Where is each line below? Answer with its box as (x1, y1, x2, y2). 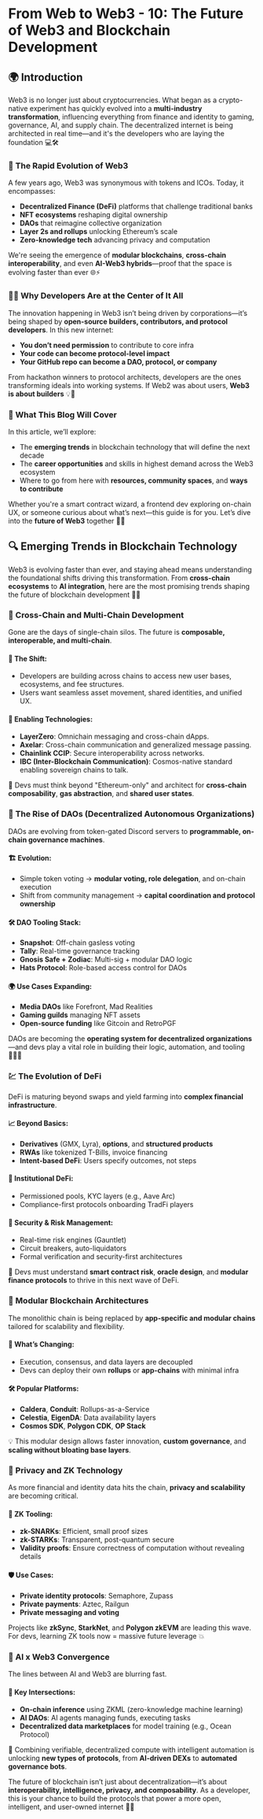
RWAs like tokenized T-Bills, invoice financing (19, 1147, 168, 1157)
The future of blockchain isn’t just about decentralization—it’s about (8, 1777, 228, 1787)
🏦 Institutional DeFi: (8, 1174, 74, 1184)
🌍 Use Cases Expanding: (8, 981, 93, 991)
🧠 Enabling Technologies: (8, 714, 93, 724)
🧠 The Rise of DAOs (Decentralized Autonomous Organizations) (8, 809, 255, 820)
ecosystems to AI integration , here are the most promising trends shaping (8, 581, 250, 591)
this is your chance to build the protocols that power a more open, (8, 1794, 221, 1803)
